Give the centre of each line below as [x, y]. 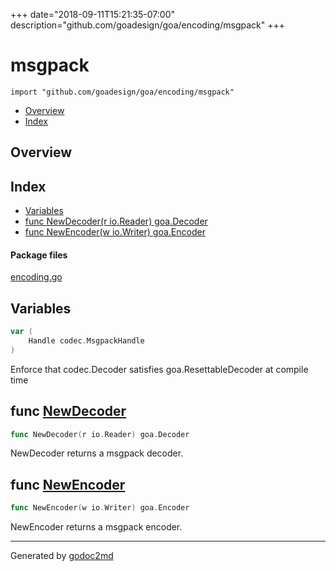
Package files [39, 255]
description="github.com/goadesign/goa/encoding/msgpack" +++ [147, 25]
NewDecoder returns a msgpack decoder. [97, 453]
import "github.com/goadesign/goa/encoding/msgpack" [122, 92]
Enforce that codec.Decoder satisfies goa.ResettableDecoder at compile [159, 369]
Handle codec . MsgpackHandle [86, 341]
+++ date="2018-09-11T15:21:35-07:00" [93, 14]
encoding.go [36, 277]
